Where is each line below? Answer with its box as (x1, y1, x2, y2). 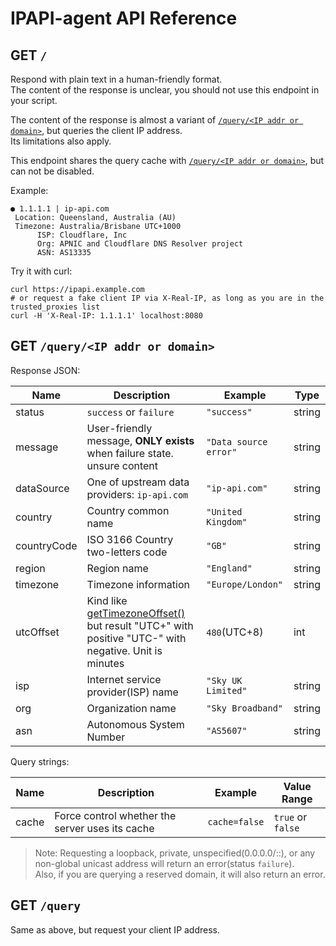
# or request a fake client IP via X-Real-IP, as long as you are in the (10, 293, 325, 303)
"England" (206, 562, 253, 574)
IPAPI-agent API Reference (10, 7, 238, 30)
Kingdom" (206, 516, 248, 527)
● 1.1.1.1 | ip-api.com (10, 204, 110, 214)
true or (273, 810, 308, 824)
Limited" (206, 685, 248, 696)
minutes (86, 656, 125, 670)
